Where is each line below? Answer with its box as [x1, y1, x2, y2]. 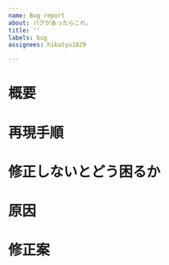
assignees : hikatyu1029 [8, 41, 87, 49]
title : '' [8, 26, 41, 34]
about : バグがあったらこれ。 [8, 19, 92, 27]
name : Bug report [8, 11, 66, 20]
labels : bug [8, 33, 47, 42]
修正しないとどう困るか [8, 163, 161, 180]
